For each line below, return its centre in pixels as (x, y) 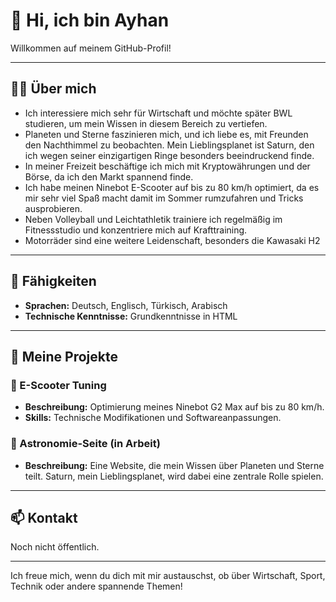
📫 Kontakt (44, 517)
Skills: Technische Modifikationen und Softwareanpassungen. (153, 418)
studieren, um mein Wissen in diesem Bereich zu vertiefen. (146, 123)
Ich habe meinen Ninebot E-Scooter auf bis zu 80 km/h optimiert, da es (172, 187)
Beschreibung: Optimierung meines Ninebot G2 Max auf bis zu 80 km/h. (174, 407)
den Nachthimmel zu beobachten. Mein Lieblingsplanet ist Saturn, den (169, 145)
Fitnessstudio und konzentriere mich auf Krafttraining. (136, 230)
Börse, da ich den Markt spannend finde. (109, 176)
